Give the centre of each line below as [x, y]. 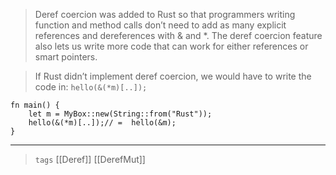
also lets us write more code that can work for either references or [171, 46]
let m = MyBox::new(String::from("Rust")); [120, 114]
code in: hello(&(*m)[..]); [91, 87]
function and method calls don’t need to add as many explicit [160, 25]
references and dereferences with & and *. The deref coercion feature [178, 35]
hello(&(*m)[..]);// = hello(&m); [102, 123]
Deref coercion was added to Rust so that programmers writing [165, 14]
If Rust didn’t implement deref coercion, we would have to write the [173, 76]
